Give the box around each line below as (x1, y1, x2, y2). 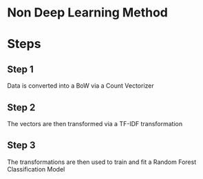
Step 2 (7, 102, 36, 113)
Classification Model (7, 165, 65, 173)
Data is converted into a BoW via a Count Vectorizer (7, 82, 155, 90)
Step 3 (7, 139, 36, 152)
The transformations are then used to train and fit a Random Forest (7, 158, 197, 166)
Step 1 (7, 63, 34, 75)
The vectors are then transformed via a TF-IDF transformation (7, 120, 183, 128)
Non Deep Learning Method (7, 5, 169, 21)
